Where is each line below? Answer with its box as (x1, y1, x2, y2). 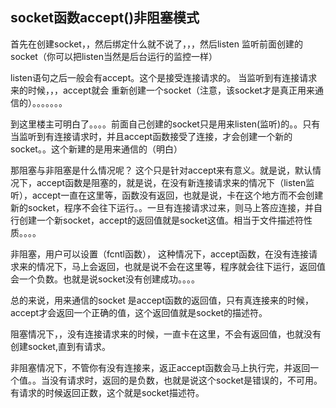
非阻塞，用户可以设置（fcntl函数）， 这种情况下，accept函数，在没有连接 (10, 248, 310, 260)
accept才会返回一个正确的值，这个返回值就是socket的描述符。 (10, 306, 268, 318)
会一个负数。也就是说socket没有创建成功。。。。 (10, 273, 200, 285)
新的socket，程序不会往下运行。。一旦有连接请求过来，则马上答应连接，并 (10, 201, 314, 213)
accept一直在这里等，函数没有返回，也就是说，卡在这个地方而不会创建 (31, 189, 324, 201)
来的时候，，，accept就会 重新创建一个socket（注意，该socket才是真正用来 (10, 84, 315, 96)
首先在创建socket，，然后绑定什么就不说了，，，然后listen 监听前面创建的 (10, 38, 303, 50)
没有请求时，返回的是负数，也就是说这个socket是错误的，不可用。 (49, 374, 323, 386)
